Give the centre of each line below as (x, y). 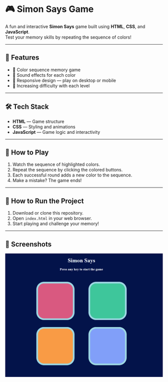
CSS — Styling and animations (44, 127)
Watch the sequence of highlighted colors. (56, 164)
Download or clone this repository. (48, 213)
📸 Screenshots (28, 244)
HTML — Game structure (38, 121)
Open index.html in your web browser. (52, 219)
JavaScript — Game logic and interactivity (56, 132)
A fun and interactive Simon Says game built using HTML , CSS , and (75, 26)
